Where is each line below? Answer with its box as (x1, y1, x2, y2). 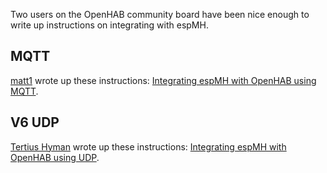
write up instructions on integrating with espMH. (10, 19, 209, 31)
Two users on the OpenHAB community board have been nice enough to (10, 9, 310, 20)
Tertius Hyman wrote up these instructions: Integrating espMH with (10, 140, 287, 153)
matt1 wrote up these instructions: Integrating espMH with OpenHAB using (10, 74, 317, 86)
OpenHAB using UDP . (10, 151, 100, 163)
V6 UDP (10, 114, 60, 131)
